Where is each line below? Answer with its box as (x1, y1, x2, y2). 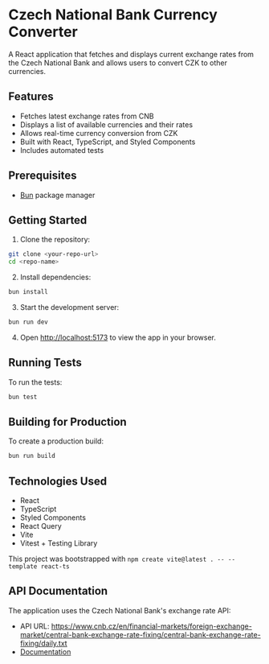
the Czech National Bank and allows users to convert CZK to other (8, 58, 227, 68)
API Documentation (8, 584, 108, 598)
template (8, 563, 38, 571)
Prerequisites (8, 169, 77, 183)
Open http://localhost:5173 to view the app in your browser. (19, 332, 217, 342)
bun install (8, 288, 48, 296)
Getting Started (8, 213, 88, 227)
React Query (19, 522, 62, 531)
